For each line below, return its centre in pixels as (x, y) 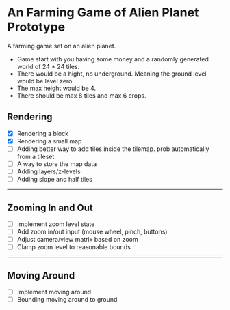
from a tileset (36, 156)
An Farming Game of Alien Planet (103, 13)
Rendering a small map (49, 141)
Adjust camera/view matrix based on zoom (77, 240)
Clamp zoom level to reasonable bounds (74, 247)
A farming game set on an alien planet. (62, 46)
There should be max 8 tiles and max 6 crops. (81, 95)
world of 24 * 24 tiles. (48, 66)
